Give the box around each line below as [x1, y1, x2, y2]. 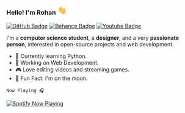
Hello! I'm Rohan [6, 9, 56, 17]
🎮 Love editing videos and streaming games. [15, 65, 129, 73]
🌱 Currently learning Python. [15, 52, 87, 60]
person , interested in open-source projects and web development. [6, 40, 174, 48]
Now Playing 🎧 [6, 87, 45, 93]
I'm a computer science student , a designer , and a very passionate [6, 34, 179, 42]
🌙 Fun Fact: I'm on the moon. [15, 75, 88, 82]
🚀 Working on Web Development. [15, 59, 99, 66]
